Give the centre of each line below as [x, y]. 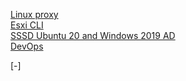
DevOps [27, 46]
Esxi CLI [27, 25]
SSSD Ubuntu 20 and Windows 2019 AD [93, 35]
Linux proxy [34, 14]
